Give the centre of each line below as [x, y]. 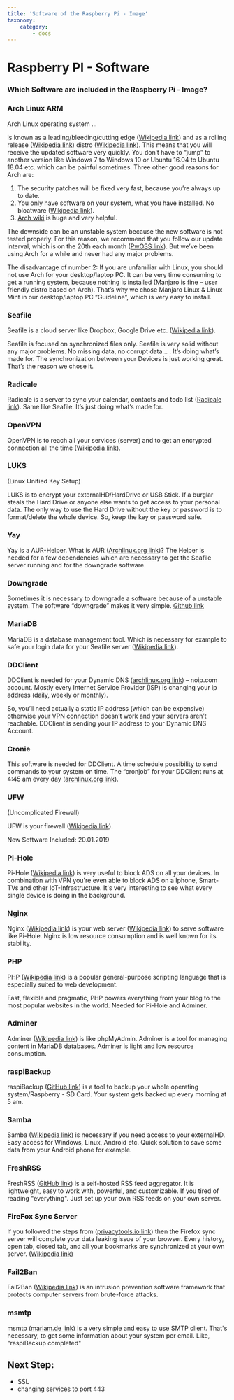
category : [34, 27]
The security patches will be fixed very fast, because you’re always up [119, 188]
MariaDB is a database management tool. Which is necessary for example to [117, 639]
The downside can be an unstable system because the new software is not [115, 231]
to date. [28, 195]
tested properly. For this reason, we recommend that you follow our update [115, 239]
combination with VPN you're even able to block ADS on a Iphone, [102, 880]
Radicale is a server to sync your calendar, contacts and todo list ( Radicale [115, 400]
